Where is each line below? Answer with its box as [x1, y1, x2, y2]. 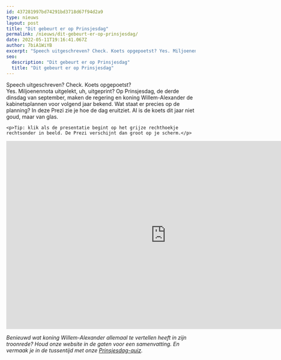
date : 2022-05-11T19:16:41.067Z [6, 37, 87, 43]
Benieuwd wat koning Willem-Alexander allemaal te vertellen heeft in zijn [6, 334, 187, 341]
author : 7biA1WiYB [6, 43, 52, 49]
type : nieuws [6, 14, 39, 20]
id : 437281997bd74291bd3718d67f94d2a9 [6, 8, 103, 15]
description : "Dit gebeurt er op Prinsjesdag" [11, 59, 130, 65]
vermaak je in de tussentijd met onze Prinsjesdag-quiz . [6, 347, 143, 354]
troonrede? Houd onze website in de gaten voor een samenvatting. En [6, 341, 180, 348]
